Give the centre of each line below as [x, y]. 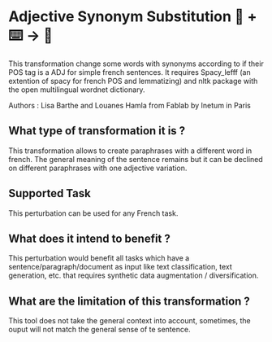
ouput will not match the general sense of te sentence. [99, 330]
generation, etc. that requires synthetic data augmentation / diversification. [134, 275]
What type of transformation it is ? [97, 131]
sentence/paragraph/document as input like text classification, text [121, 267]
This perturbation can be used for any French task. [93, 213]
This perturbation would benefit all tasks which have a [99, 258]
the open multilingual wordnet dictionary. [77, 90]
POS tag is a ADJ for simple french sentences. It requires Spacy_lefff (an [130, 72]
